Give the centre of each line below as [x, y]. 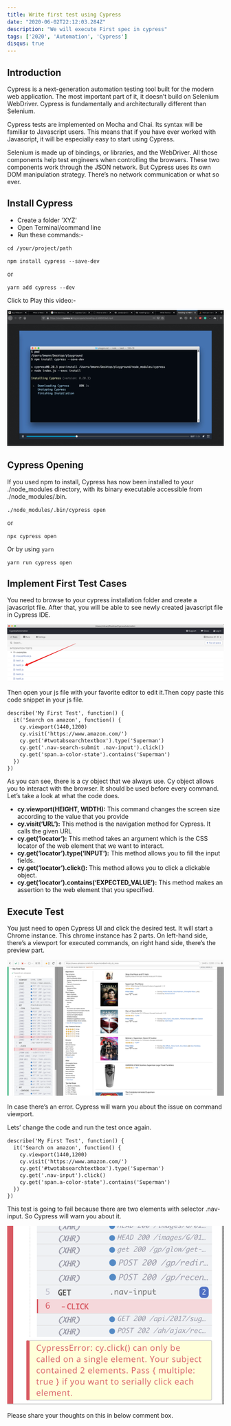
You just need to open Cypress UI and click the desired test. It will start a [110, 929]
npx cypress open [32, 536]
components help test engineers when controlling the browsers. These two [113, 159]
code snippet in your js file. [45, 700]
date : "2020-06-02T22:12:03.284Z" [57, 22]
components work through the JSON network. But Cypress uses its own [109, 167]
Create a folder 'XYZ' [47, 220]
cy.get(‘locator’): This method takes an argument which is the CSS [112, 839]
